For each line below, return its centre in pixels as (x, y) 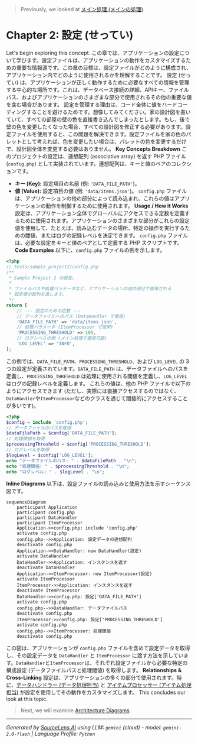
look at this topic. (27, 699)
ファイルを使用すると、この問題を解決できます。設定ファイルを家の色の (99, 134)
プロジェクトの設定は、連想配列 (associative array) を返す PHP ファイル (99, 156)
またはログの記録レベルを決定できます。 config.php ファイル (114, 235)
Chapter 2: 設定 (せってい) (70, 35)
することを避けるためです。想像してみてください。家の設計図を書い (108, 112)
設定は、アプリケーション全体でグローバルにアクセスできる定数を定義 (100, 213)
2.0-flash (18, 734)
